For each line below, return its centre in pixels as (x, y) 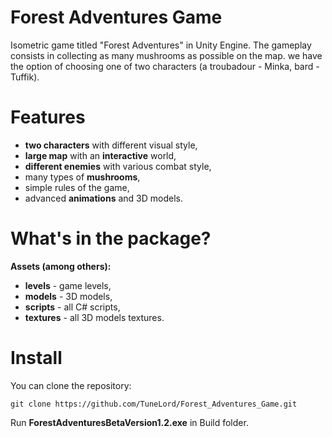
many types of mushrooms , (82, 177)
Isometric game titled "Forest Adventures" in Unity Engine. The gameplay (161, 45)
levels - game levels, (68, 285)
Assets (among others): (61, 266)
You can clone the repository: (71, 385)
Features (48, 117)
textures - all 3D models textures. (94, 317)
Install (36, 358)
